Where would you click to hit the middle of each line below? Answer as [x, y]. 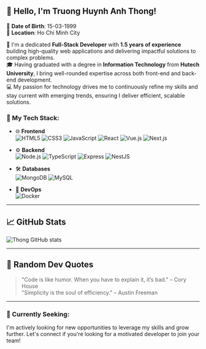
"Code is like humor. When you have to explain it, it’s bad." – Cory [104, 279]
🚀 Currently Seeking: [38, 314]
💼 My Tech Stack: [33, 118]
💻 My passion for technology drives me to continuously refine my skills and [102, 86]
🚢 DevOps [28, 190]
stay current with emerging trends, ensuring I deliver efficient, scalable [96, 95]
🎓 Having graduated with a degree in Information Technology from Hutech [103, 64]
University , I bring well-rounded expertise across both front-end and [93, 73]
